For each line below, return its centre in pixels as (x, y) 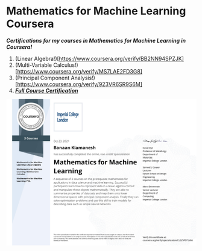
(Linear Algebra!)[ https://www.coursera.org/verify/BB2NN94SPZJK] (99, 58)
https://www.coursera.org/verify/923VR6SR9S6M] (80, 84)
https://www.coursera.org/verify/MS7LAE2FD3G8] (80, 71)
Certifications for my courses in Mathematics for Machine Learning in (96, 40)
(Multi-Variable (33, 65)
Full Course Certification (46, 90)
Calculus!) (66, 65)
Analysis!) (83, 78)
